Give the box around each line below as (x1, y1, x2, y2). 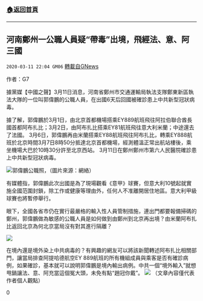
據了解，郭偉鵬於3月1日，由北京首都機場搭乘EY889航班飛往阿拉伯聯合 (6, 116, 182, 124)
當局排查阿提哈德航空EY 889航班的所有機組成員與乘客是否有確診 (22, 255, 183, 262)
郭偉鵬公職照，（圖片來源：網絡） (12, 167, 95, 174)
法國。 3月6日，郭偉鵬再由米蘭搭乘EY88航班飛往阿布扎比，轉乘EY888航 (11, 131, 193, 139)
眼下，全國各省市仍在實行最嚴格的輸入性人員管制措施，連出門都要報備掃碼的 (6, 208, 197, 215)
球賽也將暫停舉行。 (6, 195, 54, 202)
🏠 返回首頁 (6, 5, 39, 13)
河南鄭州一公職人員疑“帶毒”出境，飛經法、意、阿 (6, 34, 190, 45)
